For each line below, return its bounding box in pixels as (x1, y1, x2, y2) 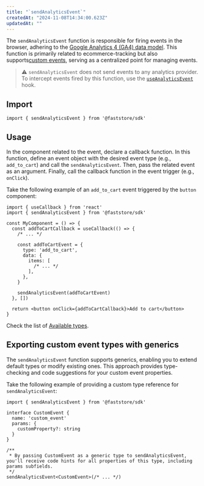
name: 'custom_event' (12, 415, 67, 421)
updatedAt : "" (6, 20, 43, 26)
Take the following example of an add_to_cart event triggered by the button (6, 186, 197, 193)
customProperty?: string (17, 425, 81, 432)
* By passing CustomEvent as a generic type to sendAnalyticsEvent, (9, 452, 188, 458)
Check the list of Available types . (6, 322, 89, 329)
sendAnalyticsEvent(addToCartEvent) (17, 290, 111, 296)
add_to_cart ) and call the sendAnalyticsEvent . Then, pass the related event (6, 161, 195, 168)
